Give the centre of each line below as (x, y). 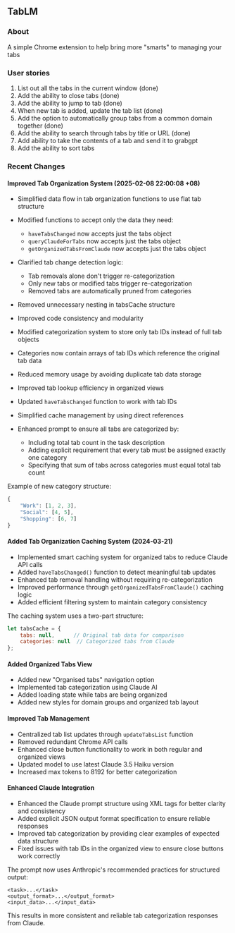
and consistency (41, 811)
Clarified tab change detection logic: (70, 262)
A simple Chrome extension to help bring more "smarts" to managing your (115, 47)
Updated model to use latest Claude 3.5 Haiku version (96, 764)
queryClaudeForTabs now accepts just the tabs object (104, 241)
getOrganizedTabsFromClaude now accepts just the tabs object (117, 249)
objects (28, 340)
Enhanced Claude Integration (51, 788)
